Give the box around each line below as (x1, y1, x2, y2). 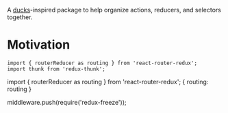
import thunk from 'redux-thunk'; (7, 65, 106, 73)
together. (7, 13, 33, 21)
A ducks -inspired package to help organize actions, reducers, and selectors (7, 6, 221, 14)
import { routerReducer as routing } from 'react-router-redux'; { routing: (7, 77, 209, 86)
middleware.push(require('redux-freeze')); (7, 98, 127, 106)
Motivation (7, 37, 71, 53)
